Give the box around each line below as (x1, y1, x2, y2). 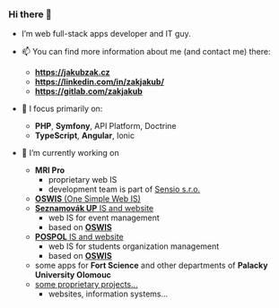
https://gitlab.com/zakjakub (34, 86, 143, 97)
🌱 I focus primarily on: (21, 103, 103, 115)
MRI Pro (34, 165, 65, 175)
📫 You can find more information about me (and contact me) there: (21, 47, 271, 57)
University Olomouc (34, 269, 111, 280)
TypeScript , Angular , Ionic (34, 130, 135, 141)
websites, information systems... (48, 288, 169, 299)
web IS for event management (48, 212, 161, 223)
